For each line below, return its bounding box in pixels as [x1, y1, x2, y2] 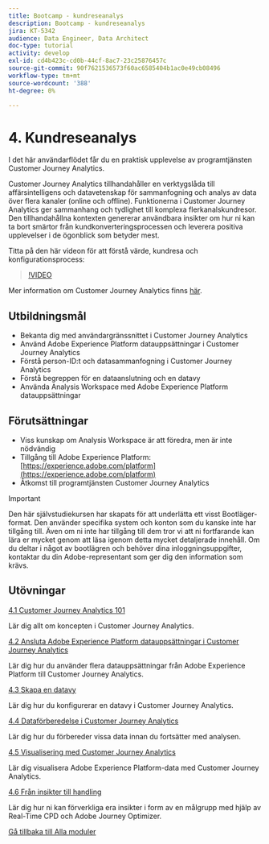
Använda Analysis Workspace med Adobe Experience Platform [19, 382, 229, 391]
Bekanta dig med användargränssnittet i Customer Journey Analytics [19, 331, 248, 341]
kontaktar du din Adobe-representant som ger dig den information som [8, 552, 243, 561]
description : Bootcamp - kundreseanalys [8, 19, 146, 27]
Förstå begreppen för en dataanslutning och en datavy [19, 374, 201, 383]
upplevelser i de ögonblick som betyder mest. [8, 230, 160, 240]
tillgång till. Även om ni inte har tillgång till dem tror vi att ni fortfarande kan [8, 526, 255, 536]
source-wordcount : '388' [8, 79, 92, 87]
